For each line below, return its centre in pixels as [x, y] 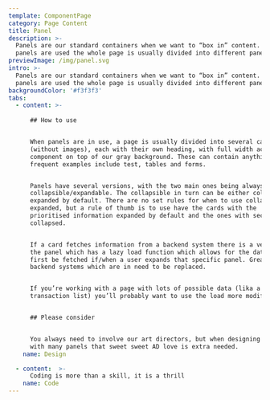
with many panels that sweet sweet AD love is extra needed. [134, 346]
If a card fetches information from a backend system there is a [141, 245]
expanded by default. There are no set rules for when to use [136, 201]
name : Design [45, 354]
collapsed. [48, 223]
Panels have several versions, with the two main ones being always [147, 186]
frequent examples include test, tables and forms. [118, 164]
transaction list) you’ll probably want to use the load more [136, 296]
